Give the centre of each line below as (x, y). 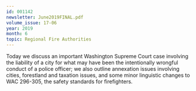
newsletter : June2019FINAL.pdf (45, 17)
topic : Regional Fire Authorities (49, 39)
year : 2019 (20, 28)
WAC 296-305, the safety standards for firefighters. (69, 81)
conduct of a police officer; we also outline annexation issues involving (93, 69)
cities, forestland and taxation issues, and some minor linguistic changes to (98, 75)
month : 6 (17, 34)
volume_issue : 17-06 (32, 23)
